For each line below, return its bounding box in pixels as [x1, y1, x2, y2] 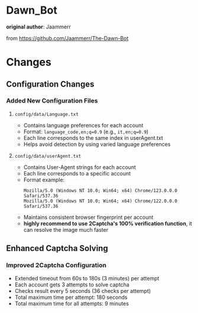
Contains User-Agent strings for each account [23, 164, 136, 171]
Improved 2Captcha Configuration [6, 261, 107, 270]
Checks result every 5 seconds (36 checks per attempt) [14, 287, 151, 294]
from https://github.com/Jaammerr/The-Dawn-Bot [6, 34, 129, 41]
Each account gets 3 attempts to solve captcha [14, 281, 130, 288]
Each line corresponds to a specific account [23, 170, 131, 177]
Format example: [23, 176, 65, 183]
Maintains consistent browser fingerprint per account [23, 213, 154, 221]
